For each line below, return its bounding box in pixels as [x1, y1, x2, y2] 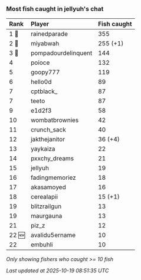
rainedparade [30, 30, 68, 38]
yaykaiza [30, 145, 55, 153]
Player [30, 20, 49, 28]
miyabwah [30, 39, 60, 48]
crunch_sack [30, 126, 66, 134]
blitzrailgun [30, 202, 62, 210]
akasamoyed [30, 183, 66, 192]
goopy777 [30, 68, 60, 77]
